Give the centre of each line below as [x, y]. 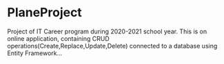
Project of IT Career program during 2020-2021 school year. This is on [107, 31]
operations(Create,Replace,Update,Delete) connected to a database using [112, 46]
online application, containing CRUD [58, 38]
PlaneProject [45, 13]
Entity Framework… [35, 53]
